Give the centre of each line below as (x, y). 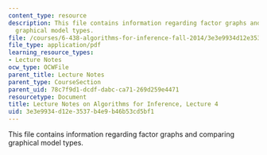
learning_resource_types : (51, 52)
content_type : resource (48, 15)
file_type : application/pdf (55, 45)
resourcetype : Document (48, 97)
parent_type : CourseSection (55, 82)
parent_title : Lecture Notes (56, 75)
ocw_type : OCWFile (39, 68)
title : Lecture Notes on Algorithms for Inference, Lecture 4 (113, 104)
